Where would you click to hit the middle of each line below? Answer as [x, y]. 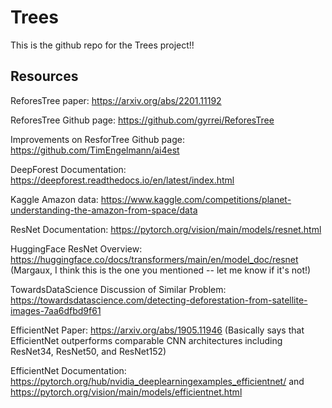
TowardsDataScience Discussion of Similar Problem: [118, 289]
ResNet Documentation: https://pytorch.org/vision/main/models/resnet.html [166, 229]
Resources [44, 76]
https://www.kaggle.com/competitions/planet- [196, 199]
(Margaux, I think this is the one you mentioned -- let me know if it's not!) [161, 270]
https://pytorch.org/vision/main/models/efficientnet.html [126, 392]
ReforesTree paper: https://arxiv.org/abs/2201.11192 [116, 100]
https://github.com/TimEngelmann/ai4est [95, 150]
